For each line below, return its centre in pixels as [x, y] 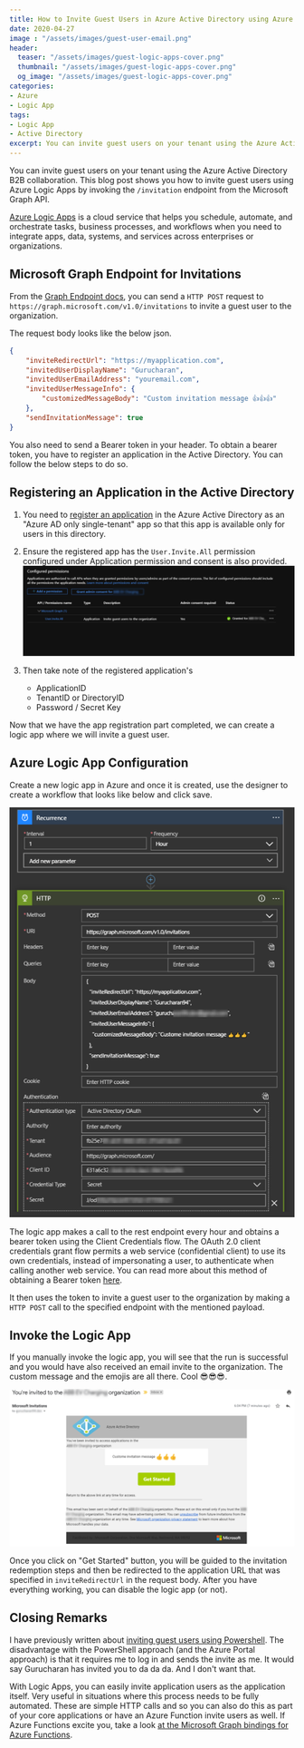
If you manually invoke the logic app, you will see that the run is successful [149, 1357]
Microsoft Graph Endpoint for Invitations [125, 274]
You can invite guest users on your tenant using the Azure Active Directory [148, 171]
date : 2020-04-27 [42, 29]
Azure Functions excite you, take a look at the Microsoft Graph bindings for [149, 1724]
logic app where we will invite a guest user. [90, 734]
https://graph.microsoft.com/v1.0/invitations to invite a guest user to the [151, 306]
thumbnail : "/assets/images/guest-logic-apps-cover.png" [127, 67]
